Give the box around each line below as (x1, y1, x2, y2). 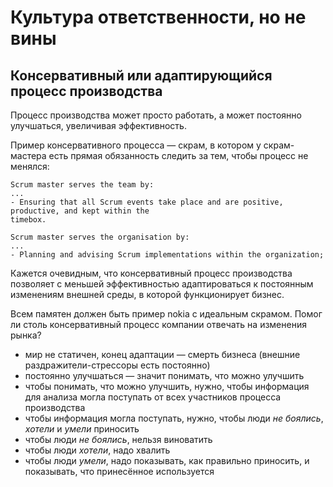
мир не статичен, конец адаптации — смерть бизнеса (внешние (24, 349, 301, 360)
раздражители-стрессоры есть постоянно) (24, 359, 211, 371)
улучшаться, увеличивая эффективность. (10, 120, 187, 131)
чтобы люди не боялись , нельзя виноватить (24, 434, 213, 445)
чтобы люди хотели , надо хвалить (24, 444, 171, 456)
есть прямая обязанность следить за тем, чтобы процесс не (48, 150, 309, 161)
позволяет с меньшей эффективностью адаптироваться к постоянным (10, 278, 314, 290)
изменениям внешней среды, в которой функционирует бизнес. (10, 289, 285, 300)
